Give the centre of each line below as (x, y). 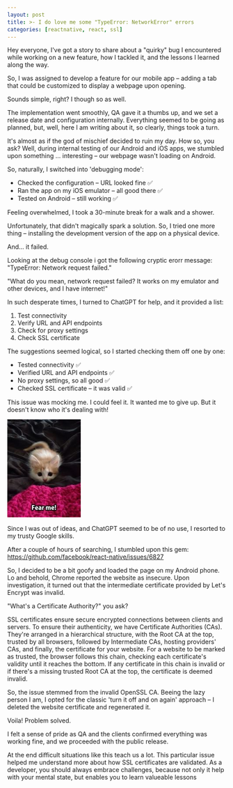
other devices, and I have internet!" (58, 288)
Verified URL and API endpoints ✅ (66, 373)
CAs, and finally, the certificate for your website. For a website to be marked (116, 649)
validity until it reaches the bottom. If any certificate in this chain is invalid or (116, 664)
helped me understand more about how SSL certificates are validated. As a (115, 762)
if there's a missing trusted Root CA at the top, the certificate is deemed (110, 672)
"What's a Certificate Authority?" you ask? (68, 606)
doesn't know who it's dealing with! (58, 410)
